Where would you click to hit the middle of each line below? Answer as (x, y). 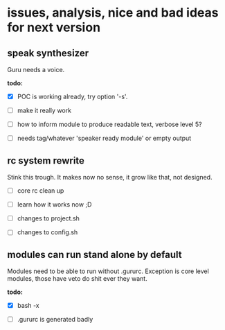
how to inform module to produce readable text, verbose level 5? (109, 124)
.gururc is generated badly (55, 320)
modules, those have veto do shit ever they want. (77, 279)
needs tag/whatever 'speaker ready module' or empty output (104, 138)
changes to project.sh (48, 218)
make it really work (44, 111)
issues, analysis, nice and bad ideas (113, 13)
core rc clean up (40, 191)
